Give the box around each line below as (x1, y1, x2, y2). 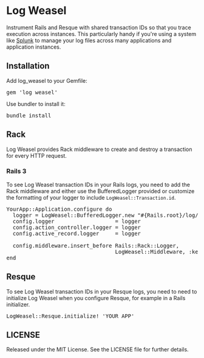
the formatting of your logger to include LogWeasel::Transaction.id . (6, 194, 176, 201)
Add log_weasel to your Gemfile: (6, 77, 88, 84)
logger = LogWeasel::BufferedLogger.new (12, 211, 135, 219)
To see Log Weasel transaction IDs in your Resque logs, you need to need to (6, 287, 197, 295)
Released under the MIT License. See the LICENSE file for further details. (6, 346, 189, 353)
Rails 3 (6, 167, 27, 175)
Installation (6, 61, 50, 71)
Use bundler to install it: (6, 100, 66, 107)
